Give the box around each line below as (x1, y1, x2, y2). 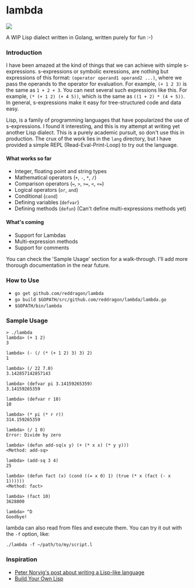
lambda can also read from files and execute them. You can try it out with (6, 524, 182, 531)
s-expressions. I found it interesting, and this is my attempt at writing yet (6, 123, 180, 130)
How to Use (6, 276, 40, 284)
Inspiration (6, 555, 38, 563)
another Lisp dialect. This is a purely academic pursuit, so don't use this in (6, 129, 185, 136)
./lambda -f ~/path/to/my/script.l (6, 542, 93, 548)
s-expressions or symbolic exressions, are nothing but (37, 68, 169, 75)
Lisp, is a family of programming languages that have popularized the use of (6, 116, 190, 123)
